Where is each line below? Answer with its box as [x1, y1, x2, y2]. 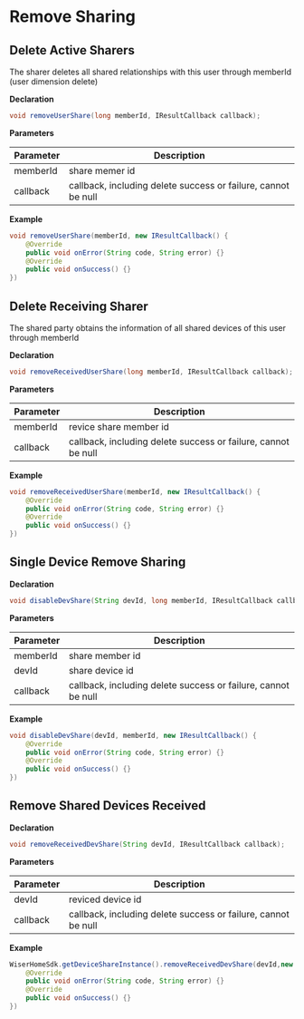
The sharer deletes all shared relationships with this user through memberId [9, 66, 292, 77]
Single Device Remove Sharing [9, 555, 186, 570]
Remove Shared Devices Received [9, 798, 206, 813]
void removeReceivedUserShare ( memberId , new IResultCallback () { [9, 487, 261, 496]
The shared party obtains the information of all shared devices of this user [9, 322, 287, 333]
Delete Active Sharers [9, 43, 136, 58]
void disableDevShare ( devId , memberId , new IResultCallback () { [9, 731, 257, 740]
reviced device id [68, 893, 142, 906]
